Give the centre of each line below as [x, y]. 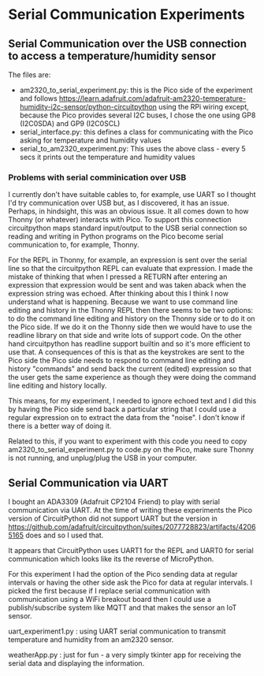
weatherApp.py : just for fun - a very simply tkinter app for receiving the [125, 655]
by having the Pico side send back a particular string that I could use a [122, 409]
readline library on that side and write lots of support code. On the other [125, 336]
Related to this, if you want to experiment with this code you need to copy [128, 441]
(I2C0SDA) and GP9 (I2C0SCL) [70, 123]
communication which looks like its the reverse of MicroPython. [111, 559]
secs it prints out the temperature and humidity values [107, 157]
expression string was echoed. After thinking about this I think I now [118, 294]
